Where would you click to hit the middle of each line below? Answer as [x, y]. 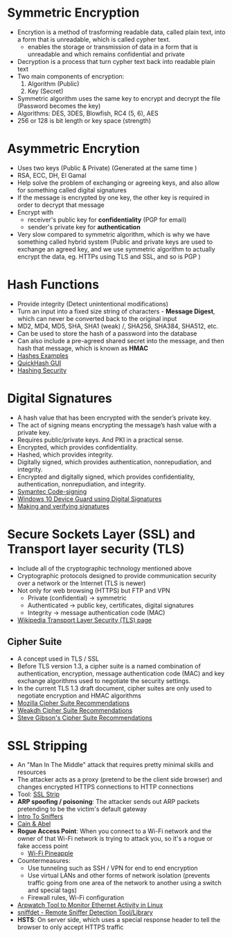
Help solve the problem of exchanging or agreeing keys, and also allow [118, 183]
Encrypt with [35, 212]
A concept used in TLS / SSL [58, 659]
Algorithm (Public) [53, 83]
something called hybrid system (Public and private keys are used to [115, 242]
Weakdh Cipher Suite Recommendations [75, 710]
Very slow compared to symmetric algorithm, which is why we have [114, 234]
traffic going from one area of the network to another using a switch [124, 883]
